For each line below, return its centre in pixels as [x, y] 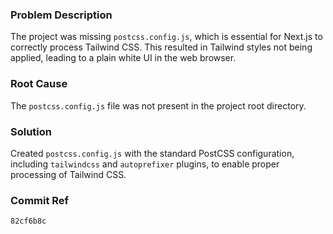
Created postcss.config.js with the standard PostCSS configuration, [152, 153]
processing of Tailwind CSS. [68, 174]
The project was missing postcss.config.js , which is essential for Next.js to [166, 37]
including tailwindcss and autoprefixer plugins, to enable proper [145, 164]
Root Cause [39, 84]
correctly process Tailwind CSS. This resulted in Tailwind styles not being [161, 47]
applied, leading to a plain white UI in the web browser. [123, 58]
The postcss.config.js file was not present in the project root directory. [158, 105]
